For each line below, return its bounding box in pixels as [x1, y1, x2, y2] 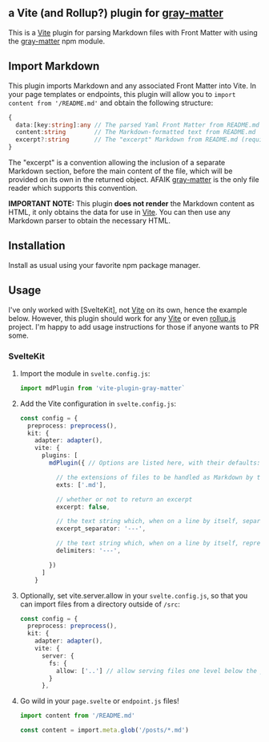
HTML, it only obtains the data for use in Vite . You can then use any [8, 208, 231, 217]
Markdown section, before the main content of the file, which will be [8, 166, 233, 176]
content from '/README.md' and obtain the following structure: [8, 98, 214, 107]
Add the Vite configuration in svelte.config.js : [19, 399, 177, 408]
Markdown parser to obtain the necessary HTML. [8, 216, 171, 225]
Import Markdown [8, 59, 100, 73]
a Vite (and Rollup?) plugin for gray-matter [8, 6, 224, 20]
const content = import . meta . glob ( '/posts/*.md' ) [19, 726, 190, 735]
